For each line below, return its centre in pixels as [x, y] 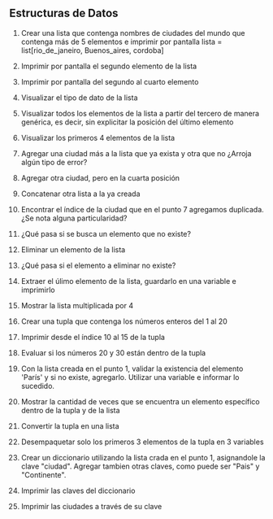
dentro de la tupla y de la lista [70, 410]
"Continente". [43, 474]
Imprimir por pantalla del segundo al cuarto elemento [110, 81]
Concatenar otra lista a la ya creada [80, 194]
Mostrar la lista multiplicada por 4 [77, 305]
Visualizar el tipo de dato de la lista [79, 98]
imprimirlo [38, 290]
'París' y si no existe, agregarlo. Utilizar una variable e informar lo [130, 377]
